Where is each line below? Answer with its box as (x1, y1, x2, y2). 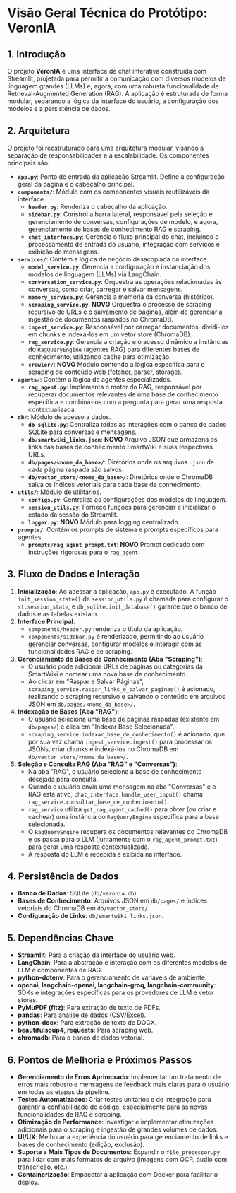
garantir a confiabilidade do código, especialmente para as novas (17, 1103, 208, 1111)
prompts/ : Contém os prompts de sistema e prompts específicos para (17, 525, 218, 534)
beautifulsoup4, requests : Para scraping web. (17, 1026, 154, 1035)
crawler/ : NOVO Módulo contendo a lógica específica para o (27, 360, 206, 368)
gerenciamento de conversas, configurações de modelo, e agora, (27, 217, 218, 225)
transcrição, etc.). (17, 1163, 70, 1171)
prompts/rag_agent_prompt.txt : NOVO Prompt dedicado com (27, 540, 205, 548)
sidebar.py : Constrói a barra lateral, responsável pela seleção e (27, 210, 213, 218)
